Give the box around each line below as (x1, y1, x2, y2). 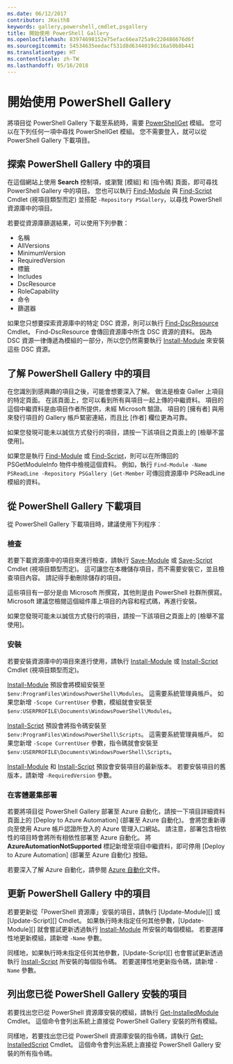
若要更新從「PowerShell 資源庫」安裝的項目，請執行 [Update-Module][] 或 (7, 907, 220, 916)
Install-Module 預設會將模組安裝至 (7, 680, 106, 689)
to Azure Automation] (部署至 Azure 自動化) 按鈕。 (7, 850, 152, 859)
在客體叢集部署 (7, 790, 58, 799)
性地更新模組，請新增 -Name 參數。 (7, 934, 106, 942)
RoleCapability (17, 287, 59, 296)
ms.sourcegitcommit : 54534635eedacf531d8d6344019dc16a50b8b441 (7, 42, 195, 49)
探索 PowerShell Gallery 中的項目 (7, 158, 151, 170)
